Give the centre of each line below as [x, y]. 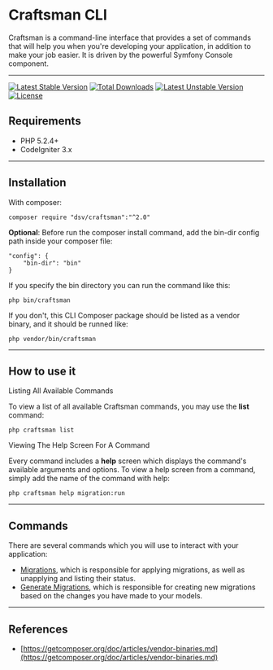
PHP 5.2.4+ [39, 141]
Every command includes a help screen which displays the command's [128, 461]
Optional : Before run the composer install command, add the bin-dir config [134, 232]
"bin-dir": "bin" [52, 263]
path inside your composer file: [61, 241]
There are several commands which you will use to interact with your [123, 545]
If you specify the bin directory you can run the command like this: [119, 285]
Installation [37, 183]
